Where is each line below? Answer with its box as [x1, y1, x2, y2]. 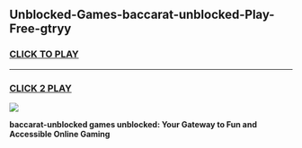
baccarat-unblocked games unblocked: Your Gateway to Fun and [9, 118, 258, 129]
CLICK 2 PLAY [9, 82, 72, 94]
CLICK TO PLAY [9, 48, 79, 61]
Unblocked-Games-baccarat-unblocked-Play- [9, 7, 275, 22]
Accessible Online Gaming [9, 128, 111, 139]
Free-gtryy [9, 22, 72, 37]
